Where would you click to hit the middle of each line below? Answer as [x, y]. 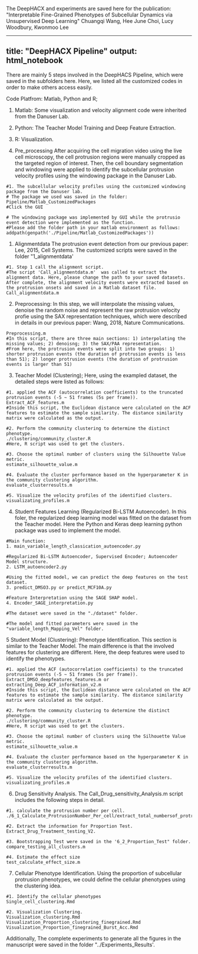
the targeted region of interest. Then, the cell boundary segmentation [99, 163]
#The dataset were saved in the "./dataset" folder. [72, 613]
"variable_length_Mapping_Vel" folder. [55, 629]
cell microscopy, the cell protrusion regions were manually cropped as [100, 157]
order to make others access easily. [49, 87]
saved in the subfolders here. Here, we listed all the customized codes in [94, 81]
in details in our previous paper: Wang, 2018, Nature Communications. [100, 322]
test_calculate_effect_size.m [43, 862]
